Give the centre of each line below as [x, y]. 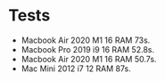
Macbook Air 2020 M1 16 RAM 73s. [86, 40]
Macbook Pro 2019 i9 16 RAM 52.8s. [88, 49]
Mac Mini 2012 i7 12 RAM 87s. [76, 69]
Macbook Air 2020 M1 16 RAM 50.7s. [89, 59]
